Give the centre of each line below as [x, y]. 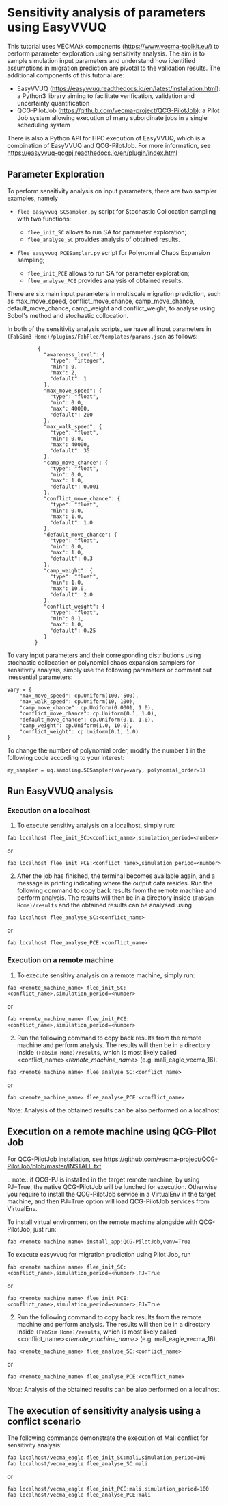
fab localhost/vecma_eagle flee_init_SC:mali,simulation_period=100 [106, 1458]
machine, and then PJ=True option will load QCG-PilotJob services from [108, 1201]
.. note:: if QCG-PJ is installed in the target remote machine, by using [103, 1179]
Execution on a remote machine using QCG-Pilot [112, 1132]
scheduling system [43, 125]
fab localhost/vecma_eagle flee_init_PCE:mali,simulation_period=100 [108, 1489]
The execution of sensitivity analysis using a [104, 1411]
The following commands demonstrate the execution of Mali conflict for [108, 1438]
